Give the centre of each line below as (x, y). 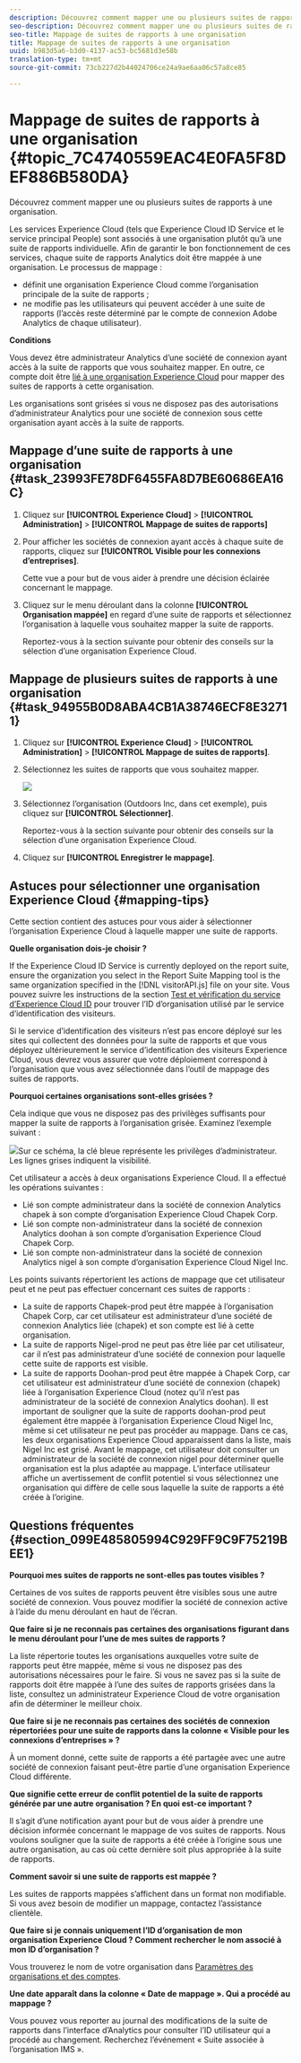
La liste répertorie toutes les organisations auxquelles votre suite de (134, 1656)
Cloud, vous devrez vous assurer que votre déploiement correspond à (138, 1059)
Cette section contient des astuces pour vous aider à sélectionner (131, 922)
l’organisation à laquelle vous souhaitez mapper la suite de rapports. (148, 624)
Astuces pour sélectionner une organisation (135, 886)
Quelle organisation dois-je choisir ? (78, 949)
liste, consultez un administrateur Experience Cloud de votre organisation (145, 1694)
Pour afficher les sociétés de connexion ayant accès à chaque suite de (153, 541)
